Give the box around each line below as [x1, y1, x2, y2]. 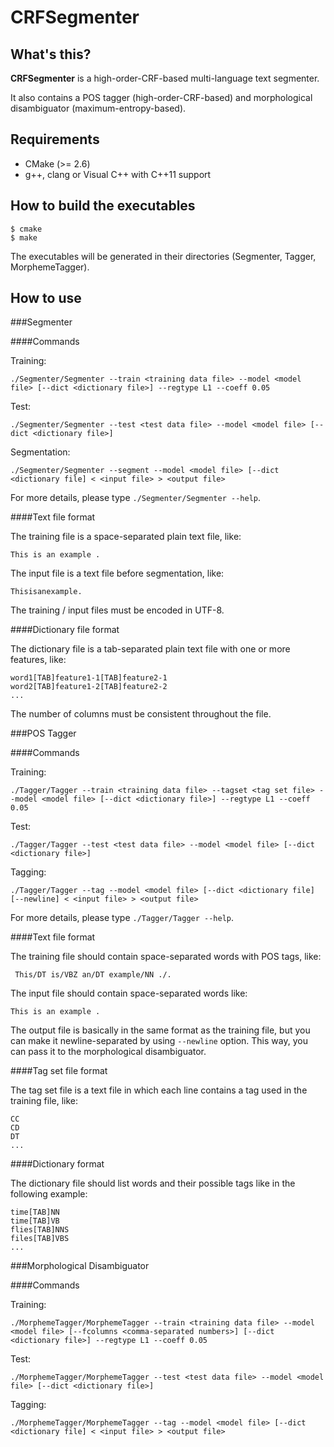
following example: [10, 1188, 88, 1200]
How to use [10, 290, 82, 307]
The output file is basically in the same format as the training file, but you [10, 1024, 311, 1036]
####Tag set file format [10, 1065, 108, 1077]
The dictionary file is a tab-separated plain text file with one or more [10, 643, 291, 655]
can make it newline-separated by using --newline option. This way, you [10, 1035, 308, 1047]
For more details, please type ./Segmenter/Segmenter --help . [10, 492, 262, 504]
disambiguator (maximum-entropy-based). [10, 102, 187, 114]
